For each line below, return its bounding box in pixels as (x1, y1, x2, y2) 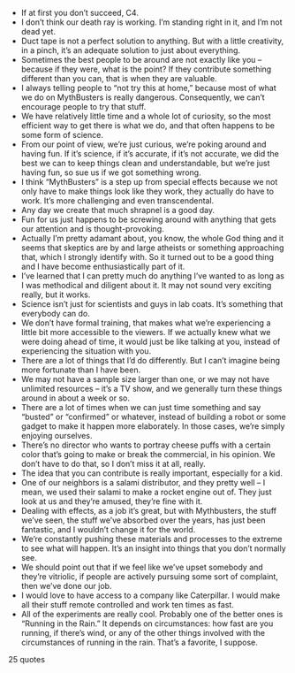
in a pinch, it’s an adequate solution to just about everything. (20, 45, 240, 56)
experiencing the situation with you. (20, 346, 152, 356)
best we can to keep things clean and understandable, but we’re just (20, 158, 270, 168)
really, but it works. (20, 289, 91, 300)
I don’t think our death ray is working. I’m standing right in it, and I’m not (20, 17, 283, 27)
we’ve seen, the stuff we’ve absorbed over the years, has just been (20, 515, 266, 525)
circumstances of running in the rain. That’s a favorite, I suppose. (20, 637, 258, 647)
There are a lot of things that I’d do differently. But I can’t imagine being (20, 356, 280, 365)
